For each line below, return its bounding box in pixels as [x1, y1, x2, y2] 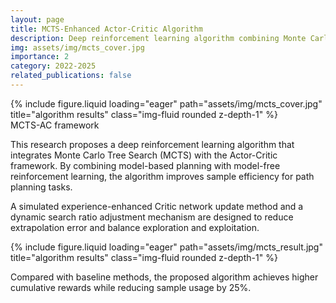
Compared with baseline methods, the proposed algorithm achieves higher [10, 271, 319, 283]
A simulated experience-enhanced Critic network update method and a [10, 200, 304, 212]
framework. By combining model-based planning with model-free [10, 159, 281, 171]
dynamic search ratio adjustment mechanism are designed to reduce [10, 211, 294, 223]
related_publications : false [10, 71, 132, 81]
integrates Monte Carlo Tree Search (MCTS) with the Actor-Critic [10, 149, 278, 161]
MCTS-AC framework [10, 119, 100, 131]
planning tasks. [10, 181, 73, 193]
